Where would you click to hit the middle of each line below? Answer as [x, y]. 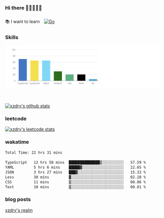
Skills [12, 37]
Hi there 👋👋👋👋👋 [24, 8]
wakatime [17, 142]
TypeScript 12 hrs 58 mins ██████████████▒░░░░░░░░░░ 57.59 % [76, 163]
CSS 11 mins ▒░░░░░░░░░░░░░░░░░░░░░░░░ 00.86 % [76, 182]
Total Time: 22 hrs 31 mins [34, 153]
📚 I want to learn [23, 22]
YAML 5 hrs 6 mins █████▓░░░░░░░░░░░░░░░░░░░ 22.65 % [76, 167]
